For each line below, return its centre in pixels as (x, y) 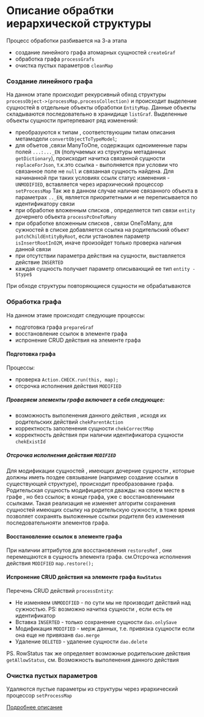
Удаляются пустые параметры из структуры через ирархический (92, 689)
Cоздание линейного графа (50, 81)
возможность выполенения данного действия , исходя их (91, 415)
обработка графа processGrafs (55, 59)
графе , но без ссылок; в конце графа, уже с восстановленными (90, 496)
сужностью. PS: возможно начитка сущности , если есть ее (94, 609)
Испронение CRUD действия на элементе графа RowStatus (84, 577)
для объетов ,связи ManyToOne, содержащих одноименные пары (101, 145)
